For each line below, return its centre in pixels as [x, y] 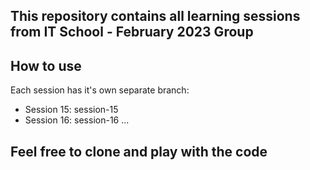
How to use [46, 65]
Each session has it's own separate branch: [100, 90]
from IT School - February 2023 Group [132, 32]
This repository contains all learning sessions [155, 16]
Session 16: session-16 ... [77, 120]
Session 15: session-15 [71, 110]
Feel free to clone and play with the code [139, 151]
